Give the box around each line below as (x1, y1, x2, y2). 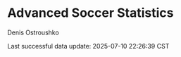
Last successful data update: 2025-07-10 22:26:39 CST (7, 42, 170, 50)
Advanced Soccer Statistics (7, 5, 174, 21)
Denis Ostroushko (7, 28, 60, 37)
